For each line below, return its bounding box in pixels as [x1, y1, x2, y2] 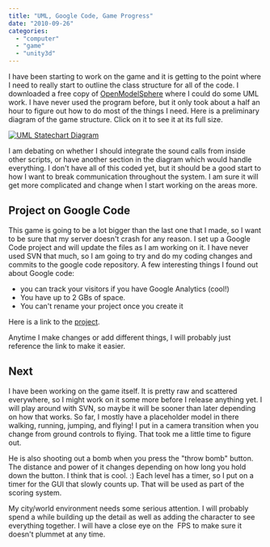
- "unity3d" [15, 49, 57, 57]
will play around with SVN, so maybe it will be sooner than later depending [8, 403, 256, 413]
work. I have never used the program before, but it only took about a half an [8, 98, 260, 107]
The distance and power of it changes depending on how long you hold [8, 462, 247, 472]
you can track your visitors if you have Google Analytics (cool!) [19, 284, 230, 294]
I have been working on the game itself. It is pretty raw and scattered [8, 386, 238, 396]
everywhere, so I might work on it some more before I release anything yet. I [8, 394, 263, 405]
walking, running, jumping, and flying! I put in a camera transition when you [8, 420, 259, 430]
